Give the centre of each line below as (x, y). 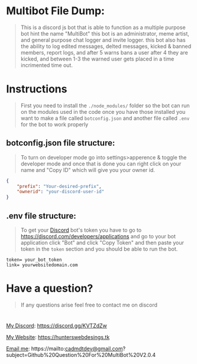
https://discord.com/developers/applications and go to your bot (98, 236)
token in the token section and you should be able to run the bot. (99, 249)
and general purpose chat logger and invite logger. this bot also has (103, 40)
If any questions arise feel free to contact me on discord (89, 305)
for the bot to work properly (54, 124)
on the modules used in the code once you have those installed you (103, 111)
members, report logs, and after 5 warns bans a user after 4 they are (104, 52)
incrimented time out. (46, 65)
